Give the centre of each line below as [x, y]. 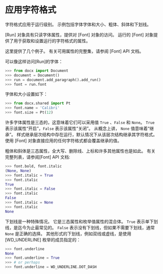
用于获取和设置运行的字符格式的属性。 [52, 41]
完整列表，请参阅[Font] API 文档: [38, 157]
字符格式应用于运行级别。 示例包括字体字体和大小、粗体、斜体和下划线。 [78, 24]
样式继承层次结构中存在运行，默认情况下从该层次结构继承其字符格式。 [87, 135]
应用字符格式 [31, 10]
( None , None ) [18, 171]
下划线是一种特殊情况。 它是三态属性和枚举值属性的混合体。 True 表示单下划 [81, 221]
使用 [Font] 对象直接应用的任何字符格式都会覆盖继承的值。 [63, 141]
